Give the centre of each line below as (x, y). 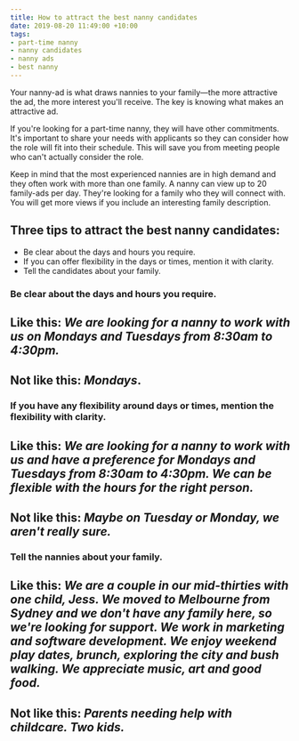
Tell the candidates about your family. (92, 270)
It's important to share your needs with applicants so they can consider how (149, 138)
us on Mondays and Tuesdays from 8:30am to (141, 336)
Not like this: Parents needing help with (121, 713)
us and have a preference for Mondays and (133, 459)
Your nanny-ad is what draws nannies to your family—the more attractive (144, 92)
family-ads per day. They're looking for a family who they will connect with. (148, 193)
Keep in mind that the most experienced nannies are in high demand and (143, 173)
